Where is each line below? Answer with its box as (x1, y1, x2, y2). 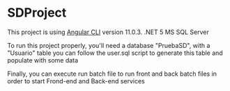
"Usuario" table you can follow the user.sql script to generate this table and (7, 49, 223, 57)
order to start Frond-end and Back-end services (7, 76, 145, 85)
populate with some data (7, 56, 79, 64)
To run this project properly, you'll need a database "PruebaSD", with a (7, 41, 210, 49)
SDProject (7, 5, 67, 21)
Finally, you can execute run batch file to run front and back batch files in (7, 69, 217, 78)
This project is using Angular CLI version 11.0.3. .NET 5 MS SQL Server (7, 28, 209, 36)
